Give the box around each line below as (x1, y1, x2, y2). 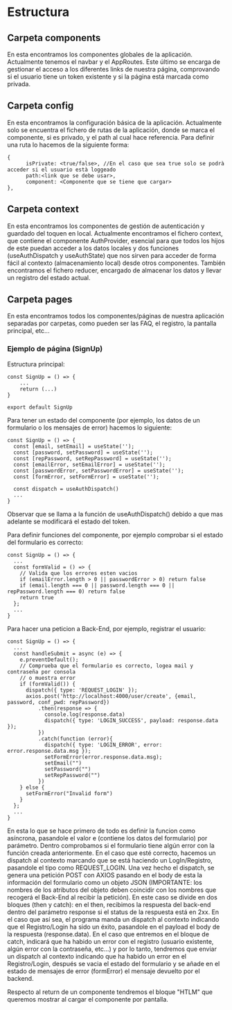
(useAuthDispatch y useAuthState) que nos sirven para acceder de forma (7, 251, 217, 259)
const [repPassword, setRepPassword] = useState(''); (13, 455, 172, 462)
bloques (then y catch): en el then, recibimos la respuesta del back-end (7, 900, 211, 909)
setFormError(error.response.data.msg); (44, 754, 163, 760)
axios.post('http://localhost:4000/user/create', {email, (25, 692, 197, 699)
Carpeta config (7, 100, 74, 112)
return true (19, 594, 54, 601)
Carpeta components (7, 32, 101, 44)
